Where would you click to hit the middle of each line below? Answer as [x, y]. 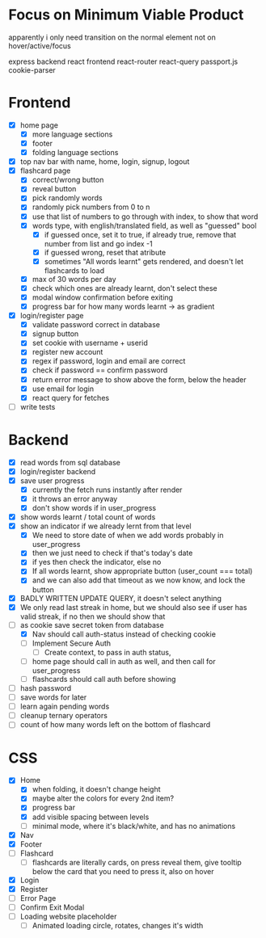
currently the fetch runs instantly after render [107, 490]
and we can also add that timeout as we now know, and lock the [139, 580]
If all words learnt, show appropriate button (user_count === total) [142, 571]
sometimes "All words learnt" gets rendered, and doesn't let [144, 261]
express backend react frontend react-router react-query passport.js [123, 61]
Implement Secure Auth [72, 643]
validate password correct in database [96, 325]
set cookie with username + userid [90, 343]
